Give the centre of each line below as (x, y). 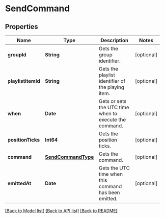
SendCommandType (69, 157)
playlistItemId (24, 81)
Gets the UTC (114, 168)
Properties (22, 27)
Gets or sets (112, 101)
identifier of (112, 81)
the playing (111, 87)
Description (114, 40)
